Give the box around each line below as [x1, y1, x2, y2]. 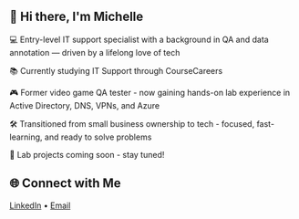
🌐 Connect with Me [9, 175, 121, 192]
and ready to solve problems [44, 131, 152, 142]
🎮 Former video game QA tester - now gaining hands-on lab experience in [9, 87, 291, 98]
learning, [9, 131, 43, 142]
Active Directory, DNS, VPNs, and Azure [9, 99, 160, 110]
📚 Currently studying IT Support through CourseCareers [9, 65, 223, 76]
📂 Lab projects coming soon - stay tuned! [9, 149, 165, 160]
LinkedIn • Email [9, 200, 71, 211]
